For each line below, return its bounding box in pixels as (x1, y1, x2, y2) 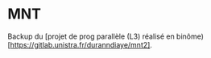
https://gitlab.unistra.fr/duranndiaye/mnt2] (10, 39, 151, 49)
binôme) (176, 31, 205, 41)
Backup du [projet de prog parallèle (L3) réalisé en (7, 31, 175, 41)
